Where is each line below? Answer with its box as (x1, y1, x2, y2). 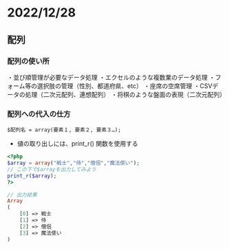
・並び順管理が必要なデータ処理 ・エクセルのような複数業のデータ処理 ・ (7, 73, 215, 81)
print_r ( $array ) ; (7, 172, 57, 180)
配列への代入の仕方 (7, 109, 71, 118)
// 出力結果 (7, 191, 38, 198)
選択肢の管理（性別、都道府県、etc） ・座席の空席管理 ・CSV (36, 81, 212, 90)
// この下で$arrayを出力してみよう (7, 166, 96, 173)
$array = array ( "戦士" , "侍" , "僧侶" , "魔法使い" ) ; (7, 160, 140, 166)
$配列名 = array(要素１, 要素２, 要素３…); (7, 127, 122, 133)
